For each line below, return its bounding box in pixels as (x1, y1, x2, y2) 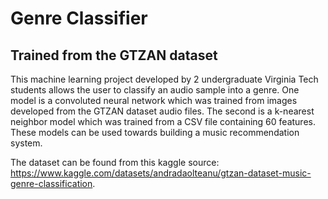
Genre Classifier (10, 7, 148, 30)
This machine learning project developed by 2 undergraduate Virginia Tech (10, 73, 319, 85)
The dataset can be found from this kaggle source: (10, 157, 220, 168)
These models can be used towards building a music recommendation (10, 127, 300, 138)
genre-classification (10, 178, 93, 189)
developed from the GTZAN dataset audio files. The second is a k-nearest (10, 105, 315, 117)
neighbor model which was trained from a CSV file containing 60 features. (10, 116, 316, 127)
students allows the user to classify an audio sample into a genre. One (10, 84, 300, 96)
